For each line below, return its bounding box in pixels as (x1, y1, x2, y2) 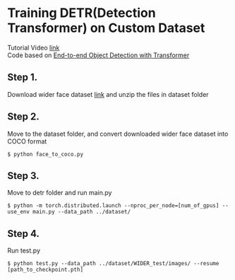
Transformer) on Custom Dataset (7, 20, 205, 36)
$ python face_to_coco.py (7, 151, 83, 158)
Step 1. (7, 71, 38, 83)
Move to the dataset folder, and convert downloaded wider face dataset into (7, 129, 229, 138)
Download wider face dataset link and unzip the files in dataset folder (7, 90, 210, 98)
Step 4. (7, 228, 40, 240)
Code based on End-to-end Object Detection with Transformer (7, 51, 190, 59)
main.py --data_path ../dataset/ (32, 209, 131, 216)
